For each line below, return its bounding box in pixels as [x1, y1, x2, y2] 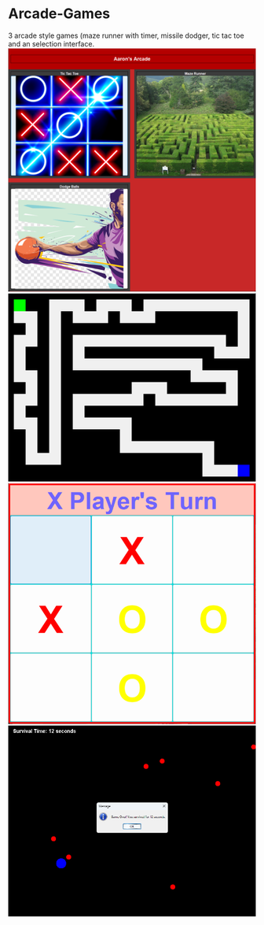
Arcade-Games [8, 5, 111, 23]
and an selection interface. [8, 39, 95, 48]
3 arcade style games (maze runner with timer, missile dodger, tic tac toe [8, 31, 245, 40]
